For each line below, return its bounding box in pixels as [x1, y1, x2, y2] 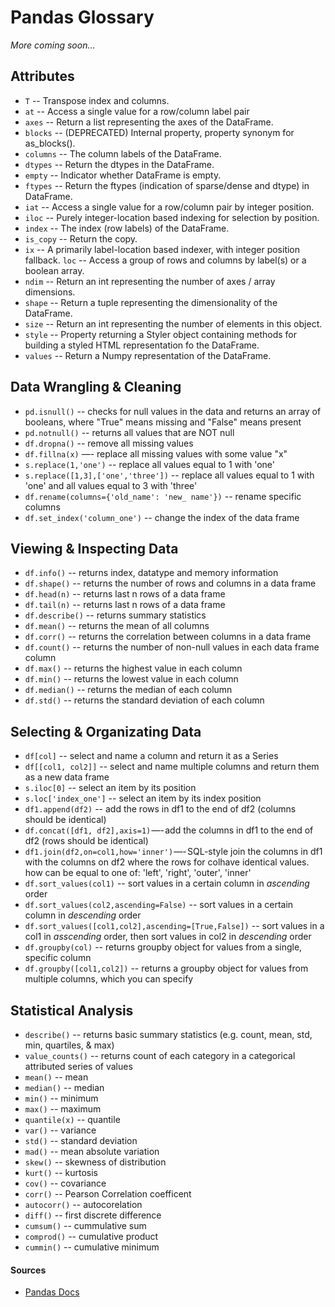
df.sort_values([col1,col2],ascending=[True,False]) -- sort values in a [24, 920, 325, 932]
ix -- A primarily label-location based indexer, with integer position [24, 243, 301, 255]
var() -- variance [24, 1124, 97, 1136]
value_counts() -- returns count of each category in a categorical [24, 1050, 296, 1061]
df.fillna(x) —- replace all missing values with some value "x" [24, 447, 288, 460]
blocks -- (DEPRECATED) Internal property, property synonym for [24, 126, 295, 138]
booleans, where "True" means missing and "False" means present [24, 416, 302, 428]
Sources [10, 1264, 47, 1276]
